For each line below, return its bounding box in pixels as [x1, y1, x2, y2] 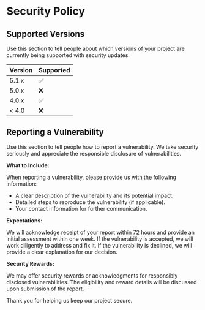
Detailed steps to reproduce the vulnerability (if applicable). [15, 198, 165, 206]
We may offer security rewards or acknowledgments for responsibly [6, 271, 178, 279]
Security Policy [6, 4, 86, 18]
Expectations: [6, 216, 43, 224]
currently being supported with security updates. [6, 51, 130, 59]
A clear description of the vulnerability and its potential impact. [15, 192, 174, 199]
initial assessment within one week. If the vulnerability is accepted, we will [6, 235, 193, 243]
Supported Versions [6, 29, 84, 39]
